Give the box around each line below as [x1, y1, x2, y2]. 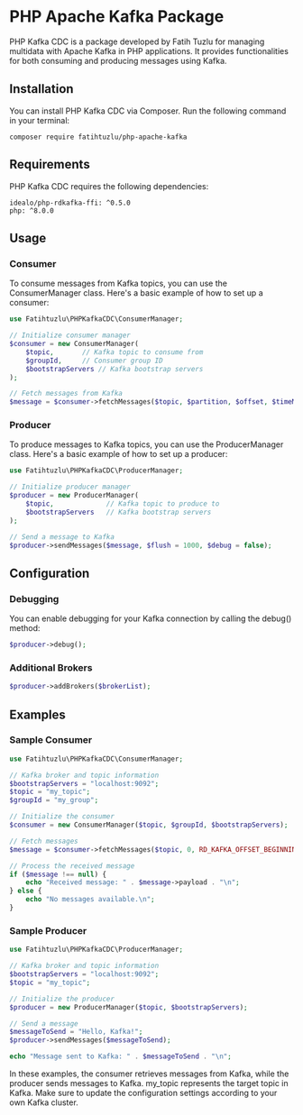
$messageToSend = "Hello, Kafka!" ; [9, 1028, 143, 1037]
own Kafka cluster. [9, 1097, 78, 1108]
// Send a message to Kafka [9, 532, 115, 542]
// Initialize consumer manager [9, 331, 131, 340]
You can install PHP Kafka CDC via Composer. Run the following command [9, 105, 287, 116]
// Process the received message [9, 861, 135, 871]
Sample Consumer [9, 734, 93, 746]
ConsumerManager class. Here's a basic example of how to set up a [9, 288, 263, 298]
